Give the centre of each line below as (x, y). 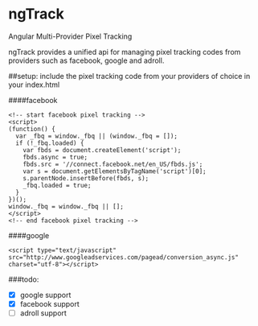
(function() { (32, 129)
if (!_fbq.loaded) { (50, 143)
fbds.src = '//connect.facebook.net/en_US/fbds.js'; (113, 164)
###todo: (24, 279)
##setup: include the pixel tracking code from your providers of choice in (129, 76)
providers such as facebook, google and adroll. (86, 60)
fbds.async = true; (55, 157)
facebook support (50, 304)
